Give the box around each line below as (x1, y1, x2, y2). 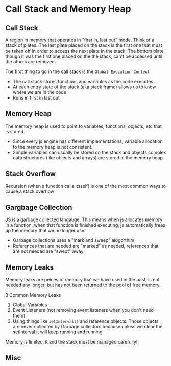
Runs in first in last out (12, 95, 60, 101)
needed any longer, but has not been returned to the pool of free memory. (5, 282, 161, 288)
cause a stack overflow (5, 188, 55, 194)
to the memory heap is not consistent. (12, 143, 93, 150)
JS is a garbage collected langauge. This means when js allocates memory (5, 216, 163, 223)
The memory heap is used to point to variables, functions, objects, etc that (5, 123, 162, 129)
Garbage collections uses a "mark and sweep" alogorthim (12, 237, 134, 243)
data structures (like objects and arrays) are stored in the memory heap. (12, 154, 164, 161)
